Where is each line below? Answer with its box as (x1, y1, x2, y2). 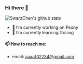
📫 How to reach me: (5, 41, 47, 47)
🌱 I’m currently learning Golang (12, 30, 74, 36)
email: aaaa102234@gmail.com (12, 53, 74, 59)
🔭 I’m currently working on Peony (12, 25, 79, 30)
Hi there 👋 (5, 4, 29, 11)
